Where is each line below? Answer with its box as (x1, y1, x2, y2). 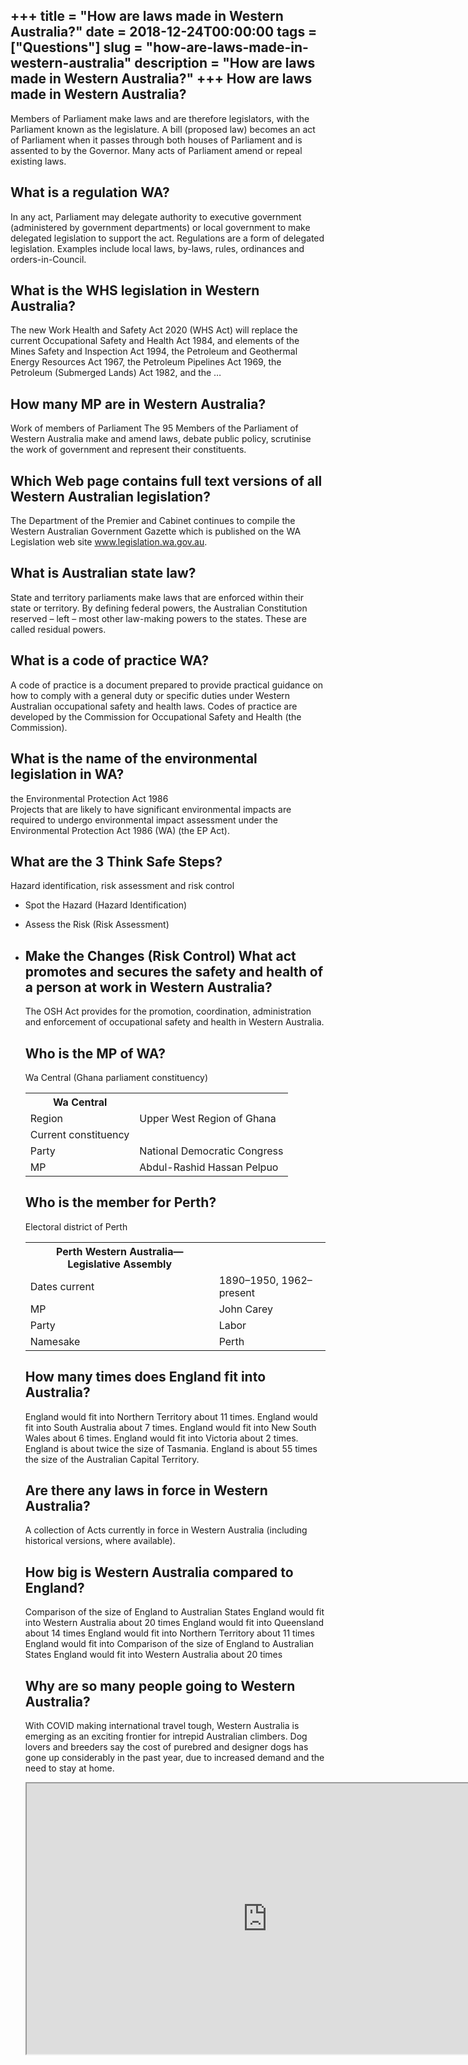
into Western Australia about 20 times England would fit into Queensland (24, 1617, 325, 1629)
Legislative (67, 1257, 121, 1271)
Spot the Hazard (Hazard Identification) (24, 899, 188, 911)
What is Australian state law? (10, 565, 197, 582)
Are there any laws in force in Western (24, 1482, 268, 1499)
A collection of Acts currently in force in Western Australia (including (24, 1524, 308, 1536)
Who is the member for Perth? (24, 1194, 217, 1211)
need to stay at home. (24, 1762, 115, 1774)
